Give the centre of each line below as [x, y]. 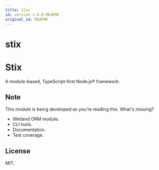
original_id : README [27, 19]
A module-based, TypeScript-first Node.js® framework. [63, 81]
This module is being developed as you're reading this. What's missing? [80, 109]
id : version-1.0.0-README [32, 15]
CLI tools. [22, 125]
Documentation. [29, 130]
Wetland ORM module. [36, 119]
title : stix [18, 10]
